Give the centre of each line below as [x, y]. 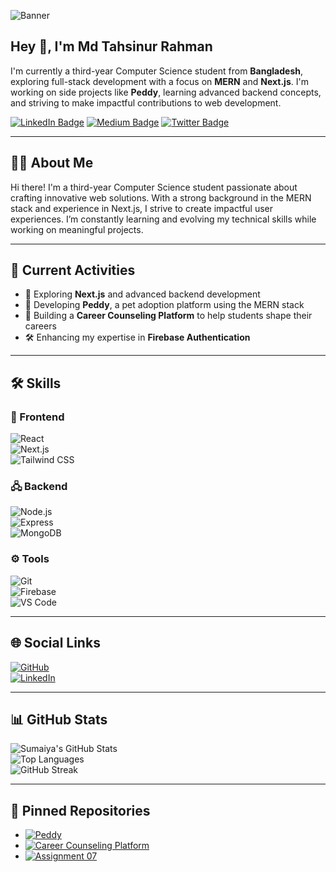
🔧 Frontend [37, 417]
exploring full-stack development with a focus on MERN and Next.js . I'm [159, 81]
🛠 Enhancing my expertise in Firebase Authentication [137, 337]
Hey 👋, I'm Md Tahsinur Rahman [111, 46]
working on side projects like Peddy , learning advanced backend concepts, [166, 92]
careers [40, 326]
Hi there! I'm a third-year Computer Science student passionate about [154, 187]
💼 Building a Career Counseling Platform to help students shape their [168, 316]
